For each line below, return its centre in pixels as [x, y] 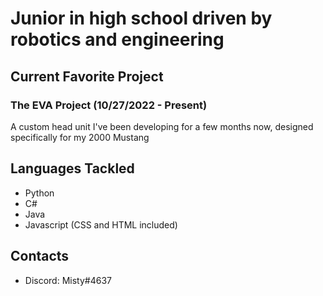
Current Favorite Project [87, 76]
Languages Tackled [72, 168]
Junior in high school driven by [141, 18]
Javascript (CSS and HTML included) [101, 224]
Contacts [40, 256]
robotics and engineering [117, 39]
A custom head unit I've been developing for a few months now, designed [162, 126]
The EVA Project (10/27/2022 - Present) [109, 105]
